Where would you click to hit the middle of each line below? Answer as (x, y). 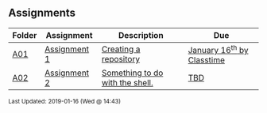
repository (121, 59)
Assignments (42, 13)
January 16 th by (218, 49)
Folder (25, 35)
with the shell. (127, 83)
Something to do (132, 73)
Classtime (206, 60)
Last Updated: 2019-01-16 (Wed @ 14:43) (65, 102)
